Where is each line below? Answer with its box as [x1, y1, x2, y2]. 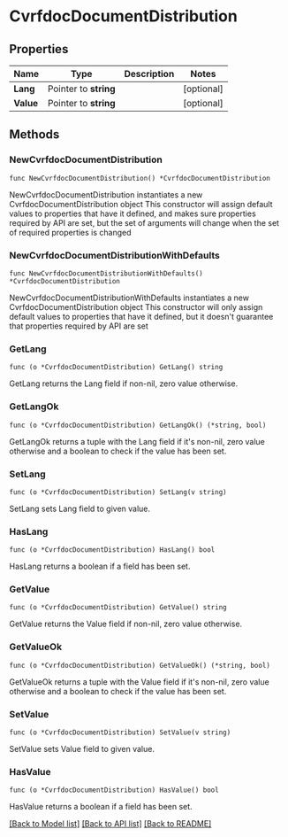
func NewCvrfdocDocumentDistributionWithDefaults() [9, 268, 203, 278]
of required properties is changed [9, 227, 132, 237]
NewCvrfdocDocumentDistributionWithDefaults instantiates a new [9, 292, 250, 303]
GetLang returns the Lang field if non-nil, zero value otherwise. [9, 378, 239, 389]
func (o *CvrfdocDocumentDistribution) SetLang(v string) [9, 487, 227, 497]
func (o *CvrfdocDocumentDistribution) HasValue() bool [9, 786, 219, 794]
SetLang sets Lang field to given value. [9, 503, 151, 514]
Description [124, 68, 175, 80]
